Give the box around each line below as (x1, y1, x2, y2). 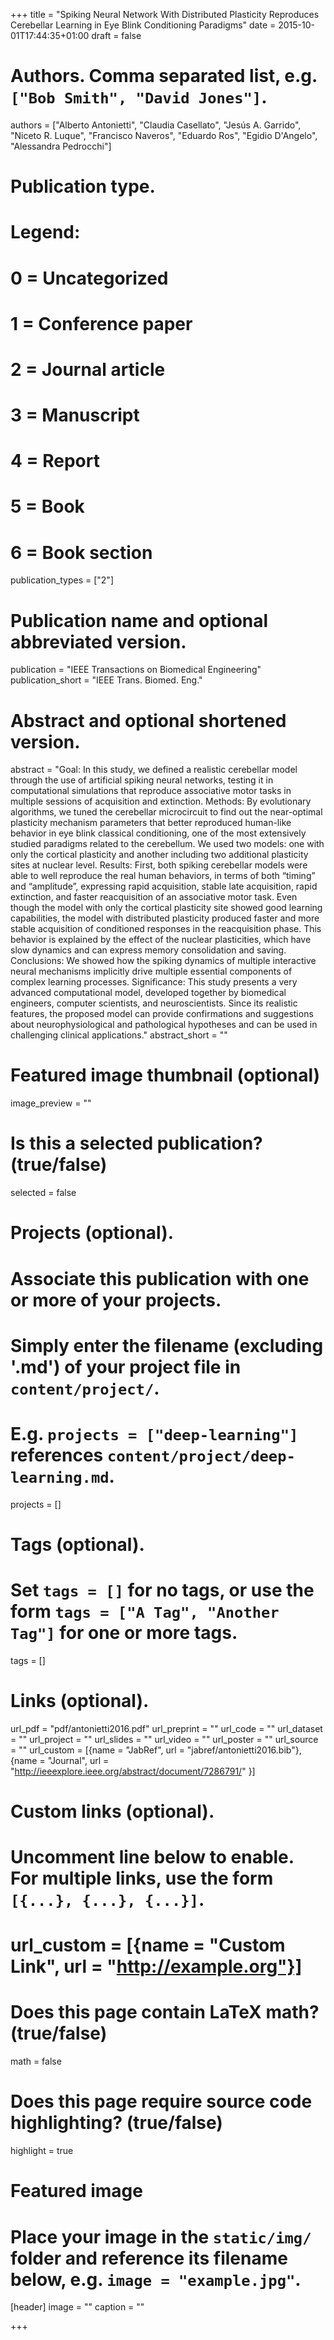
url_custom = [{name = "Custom (10, 1934, 286, 1957)
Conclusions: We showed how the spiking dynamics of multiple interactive (10, 955, 317, 967)
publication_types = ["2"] (10, 574, 114, 586)
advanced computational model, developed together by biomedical (10, 987, 287, 999)
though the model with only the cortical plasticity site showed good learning (10, 902, 323, 914)
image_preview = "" (10, 1097, 92, 1109)
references (10, 1444, 104, 1466)
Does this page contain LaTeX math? (10, 2001, 320, 2024)
